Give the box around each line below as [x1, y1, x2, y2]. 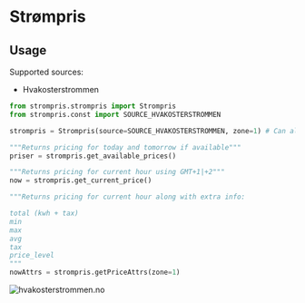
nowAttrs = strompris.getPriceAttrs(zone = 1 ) [9, 268, 181, 278]
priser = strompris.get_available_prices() [9, 151, 177, 161]
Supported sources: [9, 66, 84, 77]
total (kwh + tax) [9, 209, 79, 218]
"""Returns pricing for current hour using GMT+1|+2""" [9, 168, 225, 177]
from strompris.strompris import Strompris [9, 102, 177, 111]
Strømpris [9, 6, 86, 27]
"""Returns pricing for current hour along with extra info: [9, 192, 246, 201]
